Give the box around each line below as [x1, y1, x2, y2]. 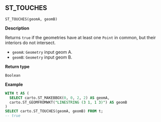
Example [5, 81, 23, 87]
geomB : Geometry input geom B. [12, 54, 72, 60]
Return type [5, 63, 30, 69]
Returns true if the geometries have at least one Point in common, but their [5, 34, 156, 40]
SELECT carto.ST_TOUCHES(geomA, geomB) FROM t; [5, 109, 104, 114]
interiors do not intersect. [5, 40, 56, 46]
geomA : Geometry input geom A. [12, 49, 72, 55]
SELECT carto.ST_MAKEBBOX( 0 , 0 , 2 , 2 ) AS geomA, [9, 95, 110, 100]
